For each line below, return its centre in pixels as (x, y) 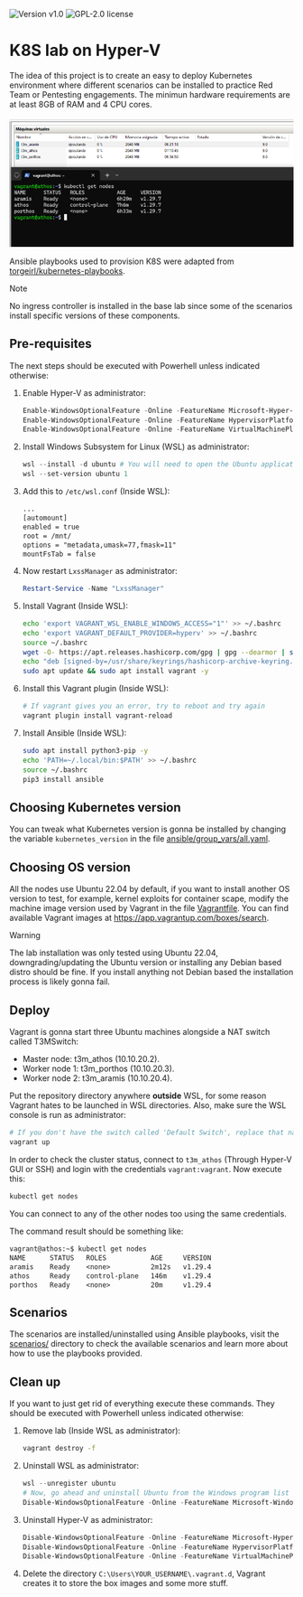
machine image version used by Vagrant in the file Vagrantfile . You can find (149, 908)
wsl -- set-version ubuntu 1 (75, 474)
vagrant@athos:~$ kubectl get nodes (78, 1249)
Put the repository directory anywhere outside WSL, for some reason (138, 1095)
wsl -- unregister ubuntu (69, 1484)
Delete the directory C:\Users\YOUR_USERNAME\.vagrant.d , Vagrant (144, 1574)
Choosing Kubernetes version (96, 808)
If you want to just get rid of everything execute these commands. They (142, 1404)
